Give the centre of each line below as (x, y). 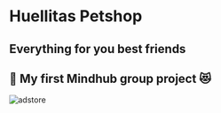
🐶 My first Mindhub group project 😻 (110, 78)
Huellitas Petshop (76, 16)
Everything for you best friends (98, 49)
